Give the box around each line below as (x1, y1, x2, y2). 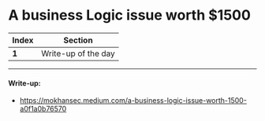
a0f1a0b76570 (19, 104, 67, 114)
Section (62, 35, 93, 46)
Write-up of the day (41, 48, 116, 59)
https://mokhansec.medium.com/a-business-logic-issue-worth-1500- (19, 96, 247, 105)
